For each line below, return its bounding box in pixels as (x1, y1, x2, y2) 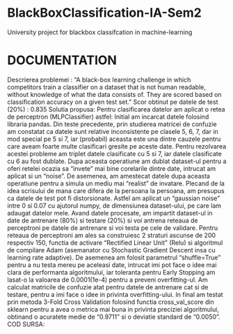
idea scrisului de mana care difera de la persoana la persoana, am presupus (7, 186, 225, 195)
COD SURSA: (7, 319, 45, 328)
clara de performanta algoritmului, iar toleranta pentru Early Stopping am (7, 268, 216, 276)
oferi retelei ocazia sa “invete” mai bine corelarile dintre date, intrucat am (7, 164, 216, 172)
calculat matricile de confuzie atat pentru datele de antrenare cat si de (7, 282, 209, 291)
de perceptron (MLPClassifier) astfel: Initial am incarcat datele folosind (7, 112, 209, 121)
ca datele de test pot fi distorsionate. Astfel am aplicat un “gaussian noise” (7, 194, 220, 202)
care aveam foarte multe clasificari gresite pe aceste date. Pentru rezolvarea (7, 142, 227, 151)
